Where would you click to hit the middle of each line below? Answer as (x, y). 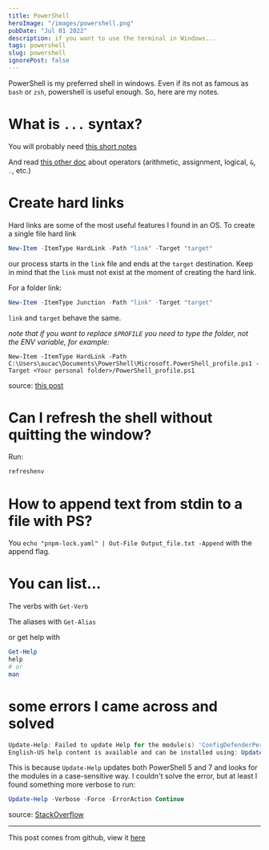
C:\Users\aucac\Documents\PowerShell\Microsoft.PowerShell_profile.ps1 (130, 363)
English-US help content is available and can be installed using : (123, 752)
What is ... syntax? (75, 124)
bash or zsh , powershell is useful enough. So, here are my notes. (114, 91)
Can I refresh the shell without (110, 417)
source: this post (36, 385)
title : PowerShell (39, 16)
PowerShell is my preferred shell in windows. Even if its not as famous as (128, 83)
